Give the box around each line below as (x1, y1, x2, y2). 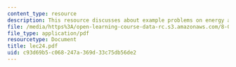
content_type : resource (7, 10, 77, 17)
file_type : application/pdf (7, 29, 90, 37)
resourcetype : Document (7, 36, 77, 43)
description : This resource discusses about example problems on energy (7, 17, 225, 24)
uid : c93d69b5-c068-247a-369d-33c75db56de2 (7, 50, 137, 57)
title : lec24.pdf (7, 43, 58, 50)
